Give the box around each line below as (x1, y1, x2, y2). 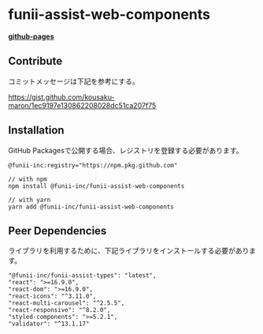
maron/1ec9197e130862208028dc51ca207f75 (8, 100, 157, 110)
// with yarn (8, 196, 51, 204)
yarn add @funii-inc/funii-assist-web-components (8, 203, 175, 211)
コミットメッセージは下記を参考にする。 (8, 77, 139, 86)
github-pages (8, 32, 54, 41)
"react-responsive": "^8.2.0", (8, 306, 111, 314)
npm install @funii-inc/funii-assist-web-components (8, 182, 185, 190)
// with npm (8, 175, 47, 183)
